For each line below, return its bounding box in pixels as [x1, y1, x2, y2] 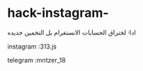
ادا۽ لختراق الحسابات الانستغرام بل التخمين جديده [7, 28, 137, 37]
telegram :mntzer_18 [7, 56, 66, 64]
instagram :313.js [7, 42, 57, 51]
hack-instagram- [7, 5, 109, 21]
